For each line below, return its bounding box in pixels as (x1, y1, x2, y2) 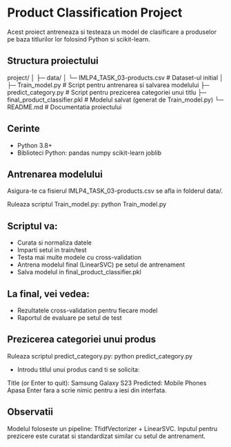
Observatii (7, 406, 54, 418)
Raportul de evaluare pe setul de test (17, 314, 122, 322)
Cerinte (7, 123, 40, 135)
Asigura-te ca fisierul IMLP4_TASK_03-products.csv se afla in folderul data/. (7, 187, 223, 195)
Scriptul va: (7, 220, 58, 232)
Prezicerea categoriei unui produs (7, 334, 157, 345)
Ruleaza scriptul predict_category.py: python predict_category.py (7, 352, 193, 360)
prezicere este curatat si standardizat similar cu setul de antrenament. (7, 432, 205, 440)
